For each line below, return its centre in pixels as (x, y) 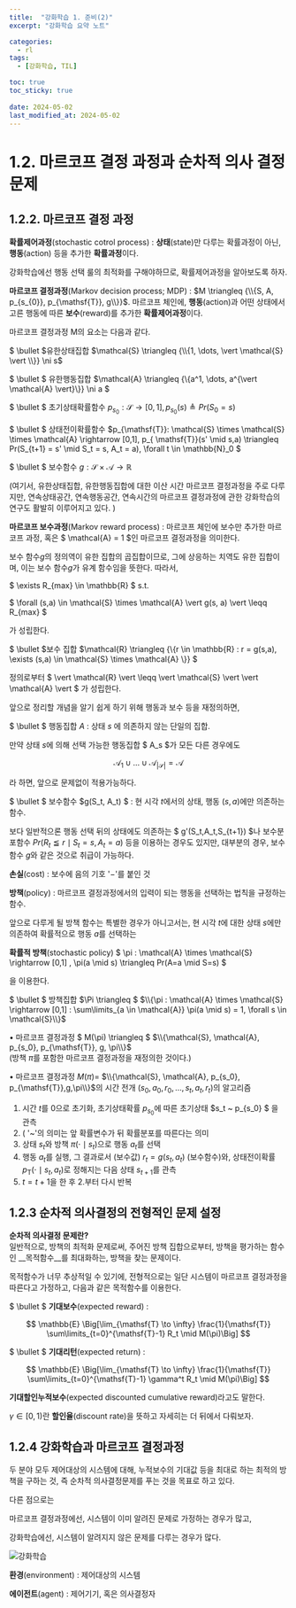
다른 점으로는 (32, 1500)
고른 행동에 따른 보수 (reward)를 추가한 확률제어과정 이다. (106, 313)
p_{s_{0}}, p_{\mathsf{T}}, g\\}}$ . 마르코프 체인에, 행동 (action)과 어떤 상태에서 (147, 302)
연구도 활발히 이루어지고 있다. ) (63, 508)
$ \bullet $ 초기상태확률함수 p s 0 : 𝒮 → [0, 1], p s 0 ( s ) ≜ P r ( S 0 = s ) (122, 409)
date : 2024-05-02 (41, 107)
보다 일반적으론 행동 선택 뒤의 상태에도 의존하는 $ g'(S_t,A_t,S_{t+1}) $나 (135, 831)
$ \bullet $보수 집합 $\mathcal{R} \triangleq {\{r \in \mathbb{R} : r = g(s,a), (143, 649)
